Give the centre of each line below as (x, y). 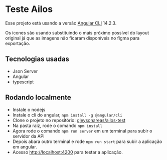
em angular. (25, 146)
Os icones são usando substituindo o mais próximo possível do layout (77, 32)
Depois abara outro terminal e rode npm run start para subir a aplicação (87, 141)
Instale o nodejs (29, 109)
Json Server (25, 71)
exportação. (18, 43)
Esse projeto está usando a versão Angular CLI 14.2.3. (61, 23)
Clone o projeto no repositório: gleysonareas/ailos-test (69, 120)
